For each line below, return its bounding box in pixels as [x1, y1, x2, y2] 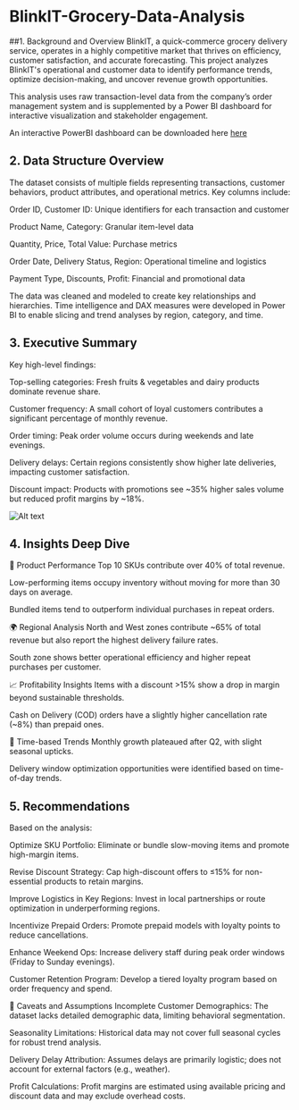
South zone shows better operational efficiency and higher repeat [9, 652, 252, 663]
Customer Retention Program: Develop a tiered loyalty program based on [9, 974, 278, 985]
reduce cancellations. [9, 929, 89, 940]
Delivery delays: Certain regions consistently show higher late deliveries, [9, 457, 277, 467]
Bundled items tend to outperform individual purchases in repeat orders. [9, 604, 275, 615]
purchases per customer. [9, 661, 102, 672]
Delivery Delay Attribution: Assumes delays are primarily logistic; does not [9, 1055, 282, 1065]
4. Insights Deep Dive [9, 536, 130, 551]
